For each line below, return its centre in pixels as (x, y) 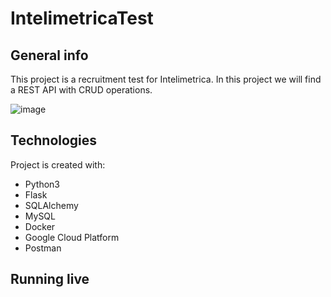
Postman (43, 248)
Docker (40, 226)
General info (49, 55)
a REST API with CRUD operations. (81, 90)
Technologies (54, 140)
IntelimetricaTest (82, 18)
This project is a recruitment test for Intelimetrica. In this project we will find (166, 79)
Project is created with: (58, 164)
